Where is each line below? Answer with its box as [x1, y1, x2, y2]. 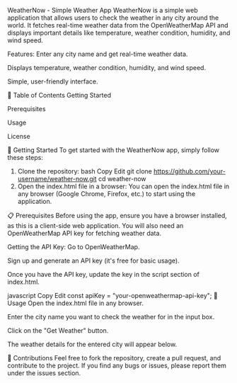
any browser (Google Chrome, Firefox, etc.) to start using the [17, 190, 196, 198]
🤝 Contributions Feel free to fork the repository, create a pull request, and [7, 354, 221, 362]
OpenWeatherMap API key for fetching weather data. [7, 229, 161, 237]
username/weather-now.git [17, 175, 97, 183]
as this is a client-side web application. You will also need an [7, 222, 184, 229]
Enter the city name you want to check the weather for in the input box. [7, 313, 214, 321]
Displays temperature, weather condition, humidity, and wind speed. [7, 64, 207, 72]
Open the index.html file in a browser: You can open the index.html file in [17, 182, 230, 190]
